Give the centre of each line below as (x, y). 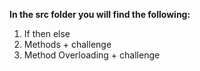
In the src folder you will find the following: (100, 14)
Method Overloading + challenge (92, 55)
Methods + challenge (67, 44)
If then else (47, 33)
